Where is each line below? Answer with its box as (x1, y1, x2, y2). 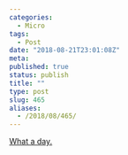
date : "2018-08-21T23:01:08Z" (9, 46, 121, 55)
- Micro (17, 21, 46, 30)
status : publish (9, 71, 69, 80)
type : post (9, 87, 49, 96)
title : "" (9, 79, 46, 88)
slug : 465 (9, 95, 46, 105)
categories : (9, 12, 53, 22)
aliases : (9, 104, 41, 112)
